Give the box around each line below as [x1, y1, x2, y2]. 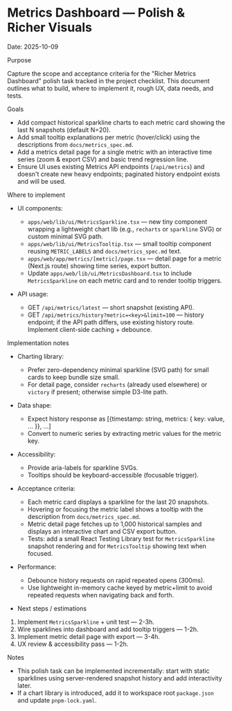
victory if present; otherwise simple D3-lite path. [27, 387, 168, 396]
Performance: [17, 563, 57, 571]
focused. [27, 549, 53, 557]
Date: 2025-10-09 [7, 42, 59, 51]
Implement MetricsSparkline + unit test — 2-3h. [17, 617, 154, 626]
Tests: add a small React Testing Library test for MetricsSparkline [27, 534, 215, 543]
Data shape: [17, 401, 52, 410]
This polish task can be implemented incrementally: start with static [17, 667, 210, 675]
